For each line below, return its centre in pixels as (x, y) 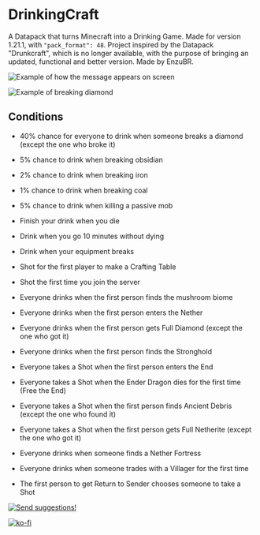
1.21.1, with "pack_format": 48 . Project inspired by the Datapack (111, 44)
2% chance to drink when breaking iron (84, 174)
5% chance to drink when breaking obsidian (91, 159)
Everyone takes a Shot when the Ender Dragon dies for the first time (130, 382)
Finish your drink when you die (69, 221)
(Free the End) (43, 390)
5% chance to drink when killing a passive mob (96, 205)
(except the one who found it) (68, 414)
